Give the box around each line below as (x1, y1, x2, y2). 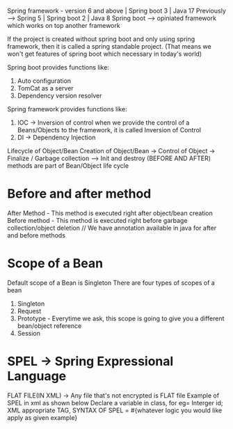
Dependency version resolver (17, 91, 102, 100)
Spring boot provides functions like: (7, 63, 110, 71)
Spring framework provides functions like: (7, 105, 127, 113)
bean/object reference (17, 321, 82, 330)
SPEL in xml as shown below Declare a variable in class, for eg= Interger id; (7, 398, 223, 407)
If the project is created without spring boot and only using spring (7, 35, 195, 43)
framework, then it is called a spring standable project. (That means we (7, 42, 211, 50)
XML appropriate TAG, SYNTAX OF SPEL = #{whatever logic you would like (7, 406, 223, 414)
